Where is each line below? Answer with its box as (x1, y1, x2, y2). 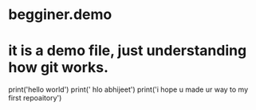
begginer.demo (8, 6, 112, 24)
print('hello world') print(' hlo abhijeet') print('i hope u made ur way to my (8, 85, 249, 94)
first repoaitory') (8, 93, 62, 103)
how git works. (8, 59, 109, 77)
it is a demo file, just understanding (8, 42, 247, 60)
